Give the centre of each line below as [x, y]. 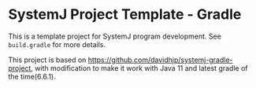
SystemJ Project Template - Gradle [125, 15]
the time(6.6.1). [32, 76]
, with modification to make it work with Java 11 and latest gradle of [139, 68]
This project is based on [47, 60]
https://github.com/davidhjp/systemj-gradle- [160, 60]
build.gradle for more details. [57, 44]
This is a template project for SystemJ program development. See [115, 36]
